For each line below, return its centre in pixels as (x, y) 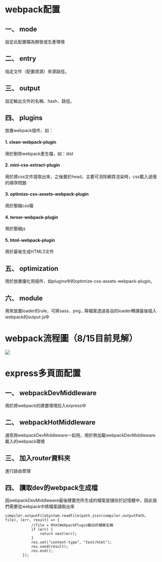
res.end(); (42, 551)
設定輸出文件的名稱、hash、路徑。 (40, 101)
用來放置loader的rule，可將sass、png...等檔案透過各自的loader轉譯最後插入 (81, 311)
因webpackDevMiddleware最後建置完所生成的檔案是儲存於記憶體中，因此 (79, 500)
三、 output (23, 88)
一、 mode (21, 29)
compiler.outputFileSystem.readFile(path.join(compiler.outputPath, (76, 516)
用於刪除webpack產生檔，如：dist (39, 154)
